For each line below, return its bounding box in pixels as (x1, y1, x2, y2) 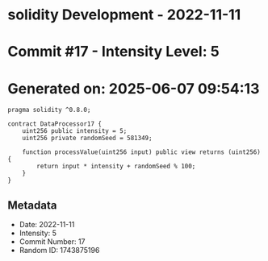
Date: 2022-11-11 (19, 220, 75, 230)
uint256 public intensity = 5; (22, 127, 128, 135)
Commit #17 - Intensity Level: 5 (7, 43, 220, 61)
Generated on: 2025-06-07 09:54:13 (7, 79, 260, 97)
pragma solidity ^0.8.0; (7, 106, 91, 114)
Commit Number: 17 (19, 237, 86, 246)
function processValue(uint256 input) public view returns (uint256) (22, 148, 262, 156)
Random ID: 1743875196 (19, 246, 100, 255)
